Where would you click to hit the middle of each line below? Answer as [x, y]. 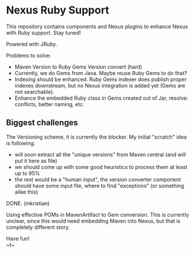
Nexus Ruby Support [58, 10]
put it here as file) [36, 161]
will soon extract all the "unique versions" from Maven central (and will [100, 154]
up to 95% [27, 173]
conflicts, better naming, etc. [49, 104]
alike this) [26, 192]
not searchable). [34, 92]
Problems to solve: [28, 55]
